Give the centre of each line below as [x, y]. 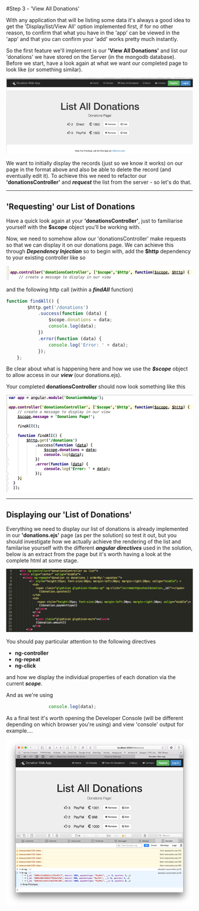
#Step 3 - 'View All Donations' [43, 9]
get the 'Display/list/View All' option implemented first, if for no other [90, 26]
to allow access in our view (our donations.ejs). [64, 375]
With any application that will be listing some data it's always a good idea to [98, 20]
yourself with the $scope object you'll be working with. [73, 227]
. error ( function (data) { [70, 338]
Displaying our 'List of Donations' [69, 515]
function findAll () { [33, 301]
